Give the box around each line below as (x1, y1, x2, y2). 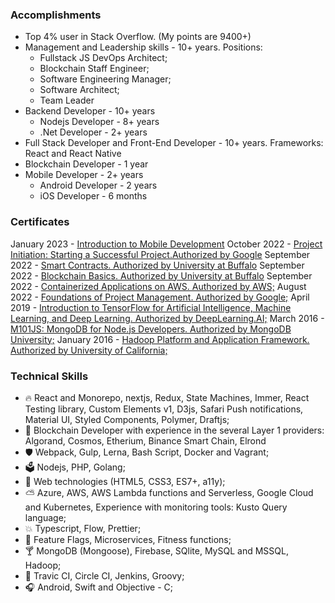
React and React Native (24, 148, 122, 160)
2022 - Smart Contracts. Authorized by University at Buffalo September (10, 259, 305, 271)
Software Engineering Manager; (39, 73, 172, 85)
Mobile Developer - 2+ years (24, 169, 144, 181)
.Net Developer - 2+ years (39, 126, 148, 138)
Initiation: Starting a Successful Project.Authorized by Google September (10, 248, 311, 260)
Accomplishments (10, 8, 102, 22)
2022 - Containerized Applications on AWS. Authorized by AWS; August (10, 280, 307, 292)
